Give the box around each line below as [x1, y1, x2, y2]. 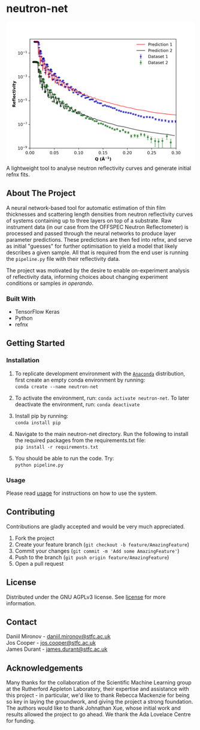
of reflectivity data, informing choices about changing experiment [6, 273, 168, 280]
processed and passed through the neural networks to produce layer [6, 230, 176, 237]
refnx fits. [6, 170, 30, 178]
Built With [6, 295, 36, 303]
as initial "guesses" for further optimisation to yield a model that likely [6, 242, 178, 250]
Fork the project [14, 534, 55, 542]
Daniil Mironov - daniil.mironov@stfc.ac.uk [6, 633, 111, 640]
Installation [6, 356, 40, 365]
